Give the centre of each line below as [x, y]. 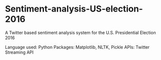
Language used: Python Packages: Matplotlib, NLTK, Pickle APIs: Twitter [77, 47]
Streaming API [19, 52]
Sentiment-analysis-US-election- [74, 9]
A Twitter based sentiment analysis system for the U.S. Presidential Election [80, 32]
